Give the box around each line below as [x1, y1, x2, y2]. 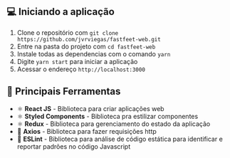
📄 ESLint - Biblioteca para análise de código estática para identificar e [16, 135, 224, 143]
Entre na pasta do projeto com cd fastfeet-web [16, 42, 156, 51]
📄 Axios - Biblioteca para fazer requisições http [16, 127, 157, 135]
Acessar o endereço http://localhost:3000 [16, 65, 145, 73]
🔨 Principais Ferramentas [6, 85, 121, 98]
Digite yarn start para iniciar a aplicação [16, 57, 138, 65]
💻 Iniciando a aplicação [6, 6, 115, 18]
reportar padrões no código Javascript [16, 142, 131, 151]
